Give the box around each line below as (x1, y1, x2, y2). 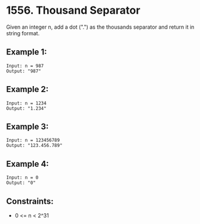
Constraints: (6, 196, 54, 206)
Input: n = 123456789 (6, 137, 60, 143)
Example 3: (6, 121, 49, 131)
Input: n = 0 (6, 174, 39, 181)
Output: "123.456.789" (6, 143, 63, 149)
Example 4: (6, 159, 49, 169)
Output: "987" (6, 68, 42, 74)
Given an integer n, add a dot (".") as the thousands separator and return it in (6, 23, 195, 30)
